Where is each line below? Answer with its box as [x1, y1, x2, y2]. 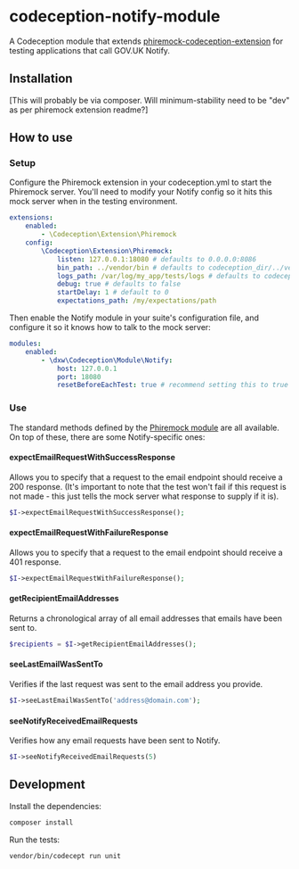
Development [9, 777, 86, 792]
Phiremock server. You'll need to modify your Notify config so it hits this [9, 186, 273, 197]
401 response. [9, 556, 61, 567]
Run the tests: [9, 834, 61, 845]
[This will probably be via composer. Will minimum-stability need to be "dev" [9, 95, 290, 105]
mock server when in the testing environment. [9, 196, 178, 207]
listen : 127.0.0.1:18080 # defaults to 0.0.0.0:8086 [56, 254, 256, 264]
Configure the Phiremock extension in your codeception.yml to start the [9, 177, 272, 188]
